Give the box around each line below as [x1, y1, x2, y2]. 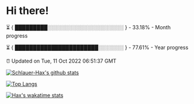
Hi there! [6, 4, 49, 18]
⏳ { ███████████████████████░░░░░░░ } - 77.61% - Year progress [6, 44, 189, 51]
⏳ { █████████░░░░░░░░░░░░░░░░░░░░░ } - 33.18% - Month [6, 23, 171, 30]
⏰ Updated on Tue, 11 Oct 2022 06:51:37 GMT [6, 57, 117, 64]
